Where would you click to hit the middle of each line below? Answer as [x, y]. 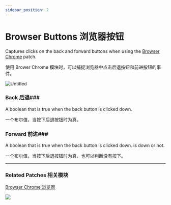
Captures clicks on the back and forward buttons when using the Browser [83, 51]
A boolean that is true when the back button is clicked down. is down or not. [85, 145]
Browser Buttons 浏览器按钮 [65, 37]
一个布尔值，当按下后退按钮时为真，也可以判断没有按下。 [65, 156]
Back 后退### [22, 98]
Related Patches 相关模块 [37, 175]
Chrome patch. [21, 56]
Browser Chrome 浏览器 [30, 187]
